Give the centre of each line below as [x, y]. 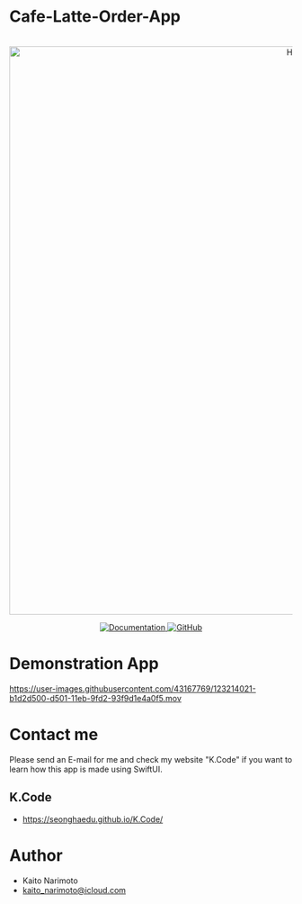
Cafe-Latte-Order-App [95, 17]
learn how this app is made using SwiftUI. [86, 769]
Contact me [54, 735]
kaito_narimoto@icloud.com [74, 890]
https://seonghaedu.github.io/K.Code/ [93, 819]
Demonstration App [84, 664]
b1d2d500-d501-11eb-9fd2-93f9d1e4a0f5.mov [96, 698]
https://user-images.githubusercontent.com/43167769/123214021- [133, 688]
